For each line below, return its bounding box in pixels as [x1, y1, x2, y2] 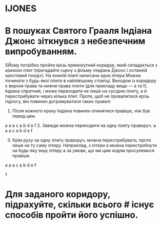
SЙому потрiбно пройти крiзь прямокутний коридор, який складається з [5, 62, 158, 68]
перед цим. [12, 113, 36, 119]
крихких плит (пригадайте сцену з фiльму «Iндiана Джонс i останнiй [5, 67, 147, 73]
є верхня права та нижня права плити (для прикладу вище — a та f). [5, 83, 148, 89]
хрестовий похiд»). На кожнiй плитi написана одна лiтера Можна [5, 73, 141, 79]
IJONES [5, 3, 37, 14]
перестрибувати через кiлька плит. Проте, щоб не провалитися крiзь [5, 93, 150, 99]
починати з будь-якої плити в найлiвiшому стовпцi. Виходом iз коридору [5, 78, 157, 83]
